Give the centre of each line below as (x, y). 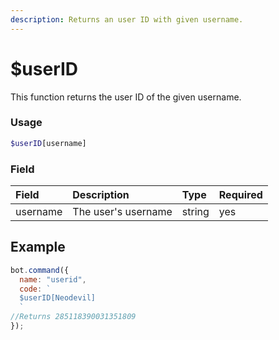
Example (38, 247)
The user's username (122, 212)
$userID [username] (48, 143)
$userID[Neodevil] (58, 298)
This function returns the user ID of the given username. (126, 97)
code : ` (35, 289)
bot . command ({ (40, 270)
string (195, 212)
